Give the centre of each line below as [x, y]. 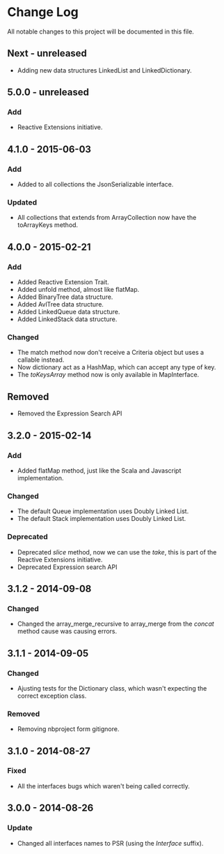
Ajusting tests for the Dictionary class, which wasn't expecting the [112, 688]
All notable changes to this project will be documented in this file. [101, 31]
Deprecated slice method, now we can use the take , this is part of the [117, 552]
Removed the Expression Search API [70, 413]
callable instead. [41, 360]
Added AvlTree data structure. [61, 304]
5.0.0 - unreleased [48, 93]
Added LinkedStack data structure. [67, 319]
